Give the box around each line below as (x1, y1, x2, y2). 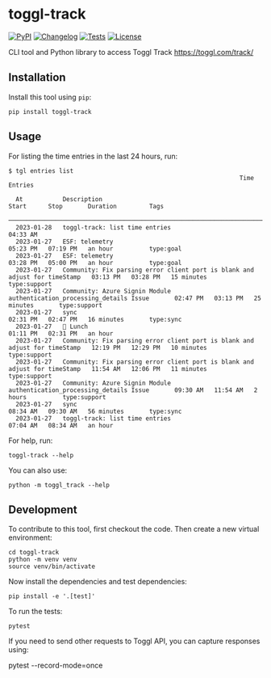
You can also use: (8, 465, 68, 475)
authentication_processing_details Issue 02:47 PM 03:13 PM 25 (8, 294, 262, 302)
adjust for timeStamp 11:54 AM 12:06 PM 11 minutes (8, 364, 207, 373)
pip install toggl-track (8, 107, 92, 116)
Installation (8, 70, 66, 85)
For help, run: (8, 436, 53, 445)
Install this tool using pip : (8, 92, 92, 102)
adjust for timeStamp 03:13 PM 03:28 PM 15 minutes (8, 272, 207, 281)
